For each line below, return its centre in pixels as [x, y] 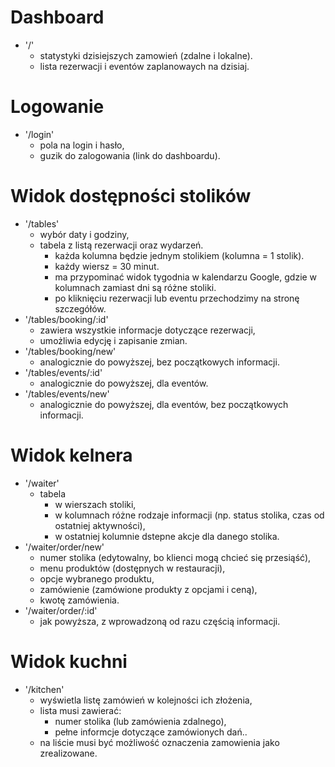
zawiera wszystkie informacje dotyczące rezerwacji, [147, 330]
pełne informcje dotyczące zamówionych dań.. [151, 732]
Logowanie [57, 107]
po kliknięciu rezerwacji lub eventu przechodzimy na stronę [177, 298]
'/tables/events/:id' [63, 372]
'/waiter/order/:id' [61, 610]
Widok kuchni [69, 661]
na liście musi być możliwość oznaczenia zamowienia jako [159, 742]
